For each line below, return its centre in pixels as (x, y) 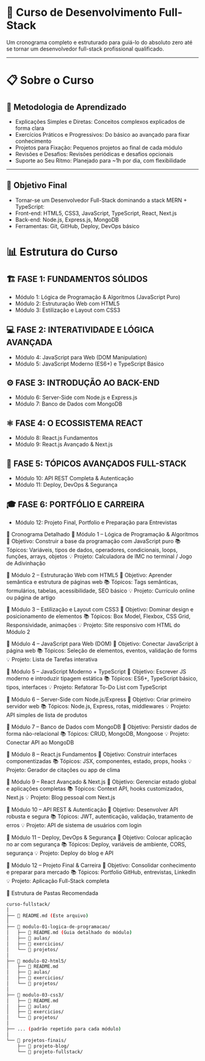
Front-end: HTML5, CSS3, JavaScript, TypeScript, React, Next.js (96, 213)
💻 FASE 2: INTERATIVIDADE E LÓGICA (80, 330)
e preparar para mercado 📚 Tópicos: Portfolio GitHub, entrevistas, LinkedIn (101, 872)
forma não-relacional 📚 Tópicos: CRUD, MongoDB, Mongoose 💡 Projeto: (98, 733)
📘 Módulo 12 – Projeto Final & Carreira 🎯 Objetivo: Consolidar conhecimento (101, 865)
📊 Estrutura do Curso (62, 252)
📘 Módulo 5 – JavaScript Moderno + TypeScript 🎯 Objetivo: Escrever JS (96, 671)
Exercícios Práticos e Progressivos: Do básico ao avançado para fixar (103, 134)
